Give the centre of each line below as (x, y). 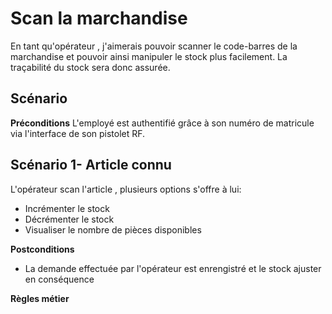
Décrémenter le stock (69, 219)
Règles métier (40, 298)
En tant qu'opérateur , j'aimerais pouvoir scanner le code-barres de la (154, 46)
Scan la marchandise (99, 18)
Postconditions (42, 249)
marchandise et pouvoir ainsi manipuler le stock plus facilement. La (149, 56)
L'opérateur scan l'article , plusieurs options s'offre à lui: (126, 189)
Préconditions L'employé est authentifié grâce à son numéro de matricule (162, 123)
